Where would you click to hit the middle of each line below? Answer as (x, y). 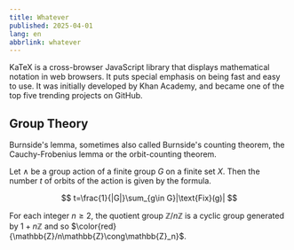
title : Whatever (39, 17)
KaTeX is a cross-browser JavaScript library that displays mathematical (139, 67)
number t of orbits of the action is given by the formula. (110, 181)
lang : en (25, 34)
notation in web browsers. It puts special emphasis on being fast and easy (145, 77)
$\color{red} (94, 226)
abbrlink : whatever (45, 42)
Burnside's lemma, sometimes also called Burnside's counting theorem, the (147, 145)
